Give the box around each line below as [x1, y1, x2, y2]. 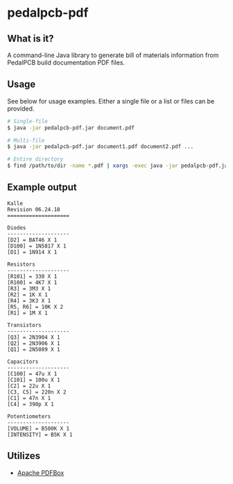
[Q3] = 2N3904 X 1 [7, 334, 60, 341]
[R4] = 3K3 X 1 [7, 297, 51, 304]
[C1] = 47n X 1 [7, 394, 51, 401]
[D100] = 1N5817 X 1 [7, 242, 67, 250]
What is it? [7, 33, 54, 45]
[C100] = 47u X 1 [7, 370, 58, 377]
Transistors [7, 321, 42, 328]
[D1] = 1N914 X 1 [7, 248, 58, 255]
